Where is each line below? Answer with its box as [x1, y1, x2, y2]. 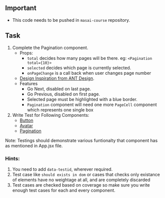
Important [5, 4, 37, 12]
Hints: [5, 155, 20, 162]
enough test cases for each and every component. [12, 187, 116, 193]
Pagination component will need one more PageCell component [27, 101, 157, 107]
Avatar [19, 122, 33, 128]
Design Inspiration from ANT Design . [19, 75, 95, 81]
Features [19, 80, 38, 86]
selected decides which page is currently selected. [27, 64, 131, 71]
